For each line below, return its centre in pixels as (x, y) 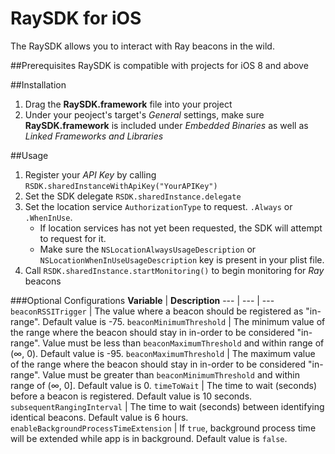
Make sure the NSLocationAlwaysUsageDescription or (148, 249)
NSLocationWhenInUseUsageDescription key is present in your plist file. (182, 259)
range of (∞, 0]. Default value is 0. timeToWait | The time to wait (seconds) (164, 385)
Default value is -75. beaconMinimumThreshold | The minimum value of (184, 321)
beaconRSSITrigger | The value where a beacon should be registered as (157, 311)
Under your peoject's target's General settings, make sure (144, 114)
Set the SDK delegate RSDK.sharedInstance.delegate (133, 196)
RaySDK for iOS (76, 18)
